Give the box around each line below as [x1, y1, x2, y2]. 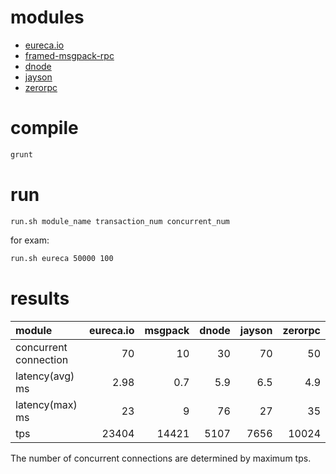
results [10, 287, 70, 310]
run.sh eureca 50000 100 [10, 253, 114, 263]
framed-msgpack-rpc [24, 49, 115, 61]
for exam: [10, 234, 50, 246]
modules [10, 6, 85, 29]
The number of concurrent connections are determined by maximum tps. [10, 452, 312, 464]
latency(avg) [15, 369, 75, 383]
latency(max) [15, 397, 78, 411]
